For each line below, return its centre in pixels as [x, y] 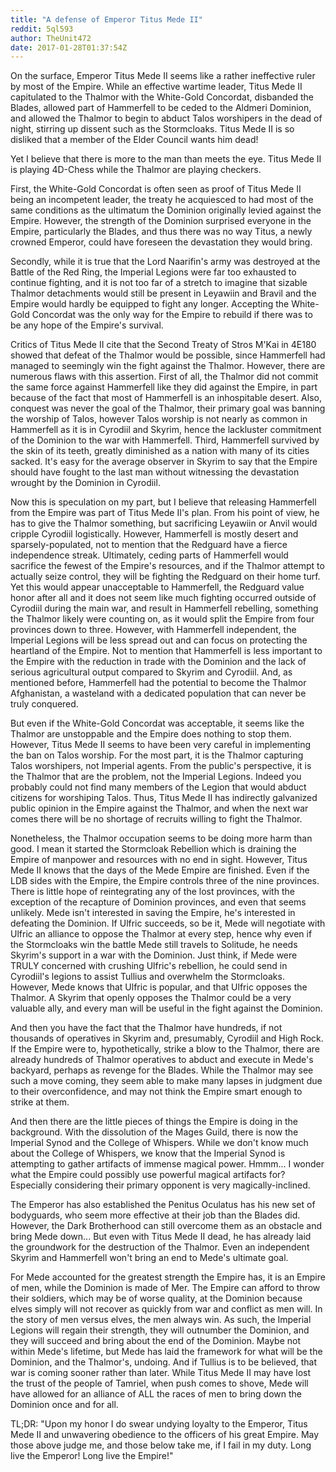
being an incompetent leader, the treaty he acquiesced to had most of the [162, 200]
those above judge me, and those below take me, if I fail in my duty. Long [161, 1445]
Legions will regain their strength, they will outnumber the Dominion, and [160, 1330]
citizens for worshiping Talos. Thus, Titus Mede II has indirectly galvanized [164, 798]
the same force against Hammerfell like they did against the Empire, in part [164, 387]
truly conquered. [44, 704]
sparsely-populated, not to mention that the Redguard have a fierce [149, 545]
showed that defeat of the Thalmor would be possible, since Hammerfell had [168, 355]
